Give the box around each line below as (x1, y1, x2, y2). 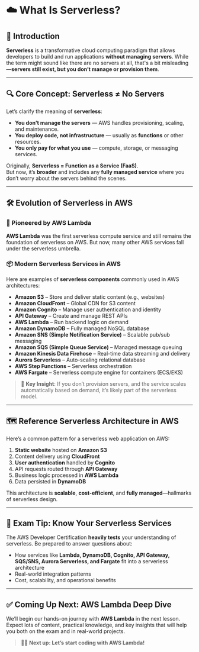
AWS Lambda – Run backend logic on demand (14, 318, 129, 325)
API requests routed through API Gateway (14, 465, 118, 472)
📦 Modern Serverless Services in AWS (6, 260, 121, 268)
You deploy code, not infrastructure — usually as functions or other (14, 131, 184, 138)
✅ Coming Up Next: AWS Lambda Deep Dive (6, 599, 172, 609)
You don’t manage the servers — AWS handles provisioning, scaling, (14, 119, 185, 126)
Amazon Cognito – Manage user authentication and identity (14, 306, 162, 313)
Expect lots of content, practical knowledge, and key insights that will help (6, 621, 187, 629)
